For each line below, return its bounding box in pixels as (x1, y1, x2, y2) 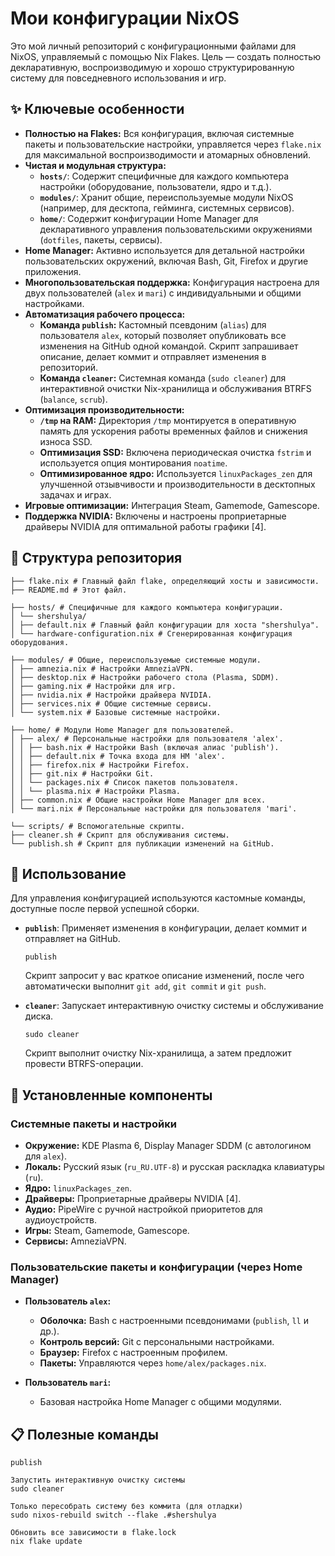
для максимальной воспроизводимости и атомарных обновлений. (24, 148, 312, 161)
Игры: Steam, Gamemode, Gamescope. (24, 1225, 190, 1237)
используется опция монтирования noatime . (39, 457, 228, 469)
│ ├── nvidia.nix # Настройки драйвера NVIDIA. (10, 690, 213, 700)
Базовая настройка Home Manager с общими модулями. (39, 1396, 282, 1408)
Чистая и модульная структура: (24, 159, 167, 171)
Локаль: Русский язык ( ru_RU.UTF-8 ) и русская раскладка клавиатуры (24, 1161, 325, 1173)
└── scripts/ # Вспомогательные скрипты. (10, 821, 186, 831)
